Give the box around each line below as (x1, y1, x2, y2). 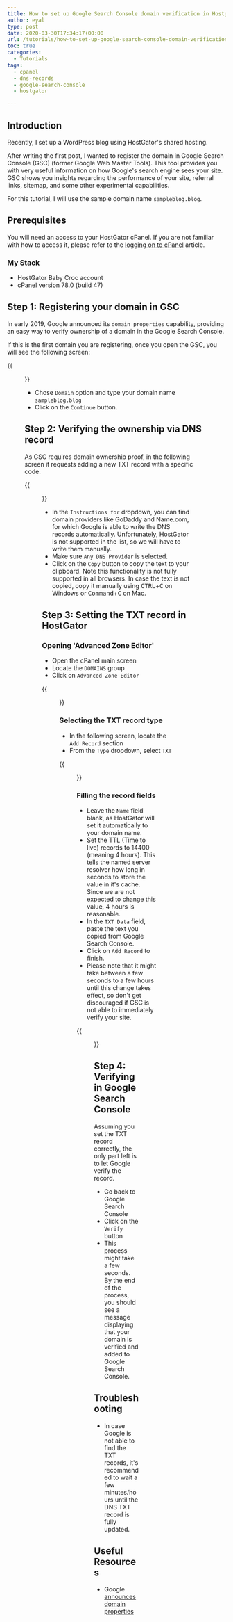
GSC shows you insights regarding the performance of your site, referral (7, 173, 214, 181)
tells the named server (86, 858, 151, 866)
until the (114, 1495, 139, 1504)
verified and (103, 1343, 139, 1351)
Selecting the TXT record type (59, 715, 163, 725)
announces (103, 1593, 137, 1601)
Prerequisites (7, 215, 67, 227)
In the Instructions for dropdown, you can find (51, 508, 190, 516)
